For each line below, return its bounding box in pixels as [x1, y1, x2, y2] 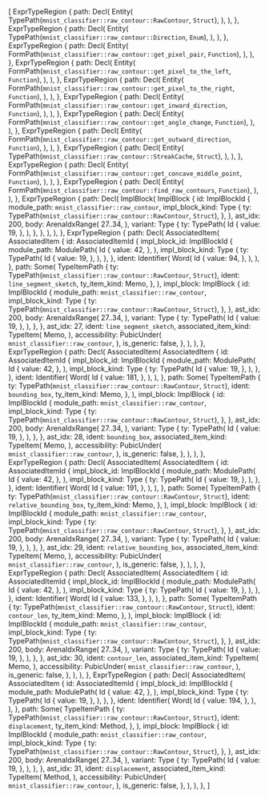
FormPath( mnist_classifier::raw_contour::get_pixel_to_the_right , [8, 83, 235, 93]
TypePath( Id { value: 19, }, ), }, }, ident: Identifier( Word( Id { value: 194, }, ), [8, 696, 256, 705]
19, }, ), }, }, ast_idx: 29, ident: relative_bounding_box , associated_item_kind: [8, 543, 259, 551]
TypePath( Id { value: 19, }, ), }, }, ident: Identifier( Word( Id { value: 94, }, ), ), [8, 254, 260, 263]
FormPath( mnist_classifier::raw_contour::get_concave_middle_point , [8, 168, 243, 178]
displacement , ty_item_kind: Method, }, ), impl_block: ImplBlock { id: [8, 721, 230, 731]
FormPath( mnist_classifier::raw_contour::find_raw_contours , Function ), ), [8, 186, 259, 194]
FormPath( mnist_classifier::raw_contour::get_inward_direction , [8, 100, 228, 110]
